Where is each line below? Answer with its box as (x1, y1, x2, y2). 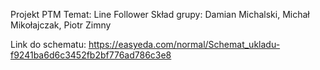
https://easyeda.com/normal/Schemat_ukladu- (88, 39, 281, 50)
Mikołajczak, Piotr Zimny (10, 19, 112, 31)
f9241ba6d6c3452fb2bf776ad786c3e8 (10, 49, 172, 61)
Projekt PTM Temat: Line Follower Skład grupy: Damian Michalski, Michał (10, 9, 310, 20)
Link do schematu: (10, 39, 87, 50)
